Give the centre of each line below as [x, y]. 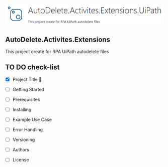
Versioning [24, 140]
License [21, 160]
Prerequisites [26, 99]
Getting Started [28, 89]
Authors [21, 150]
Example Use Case [32, 120]
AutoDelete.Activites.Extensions [58, 39]
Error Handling [28, 130]
